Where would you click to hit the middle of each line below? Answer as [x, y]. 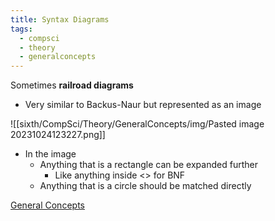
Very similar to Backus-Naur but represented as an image [143, 105]
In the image [50, 154]
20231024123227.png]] [58, 135]
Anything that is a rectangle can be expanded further [148, 165]
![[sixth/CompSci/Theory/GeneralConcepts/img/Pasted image [137, 124]
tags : [21, 29]
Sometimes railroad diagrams [72, 85]
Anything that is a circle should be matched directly [145, 186]
